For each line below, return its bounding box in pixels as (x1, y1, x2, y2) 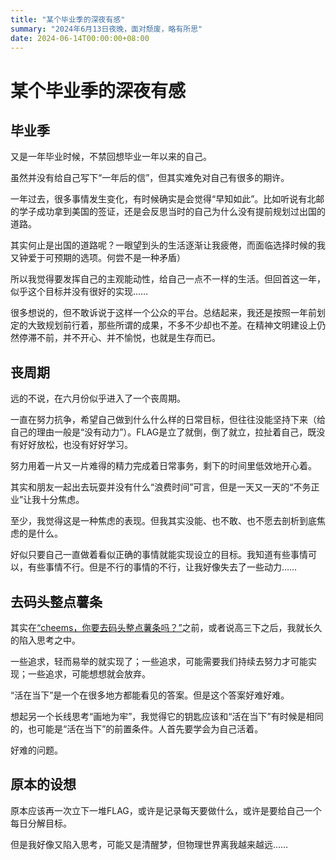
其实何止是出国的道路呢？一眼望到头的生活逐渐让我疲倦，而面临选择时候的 (10, 239, 317, 251)
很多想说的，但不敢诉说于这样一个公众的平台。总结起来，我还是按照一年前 (10, 307, 317, 319)
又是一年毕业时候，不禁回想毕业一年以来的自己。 (10, 151, 212, 163)
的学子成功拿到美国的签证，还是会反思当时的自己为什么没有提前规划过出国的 (10, 206, 326, 218)
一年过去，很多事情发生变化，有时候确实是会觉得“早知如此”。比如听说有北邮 (10, 193, 325, 205)
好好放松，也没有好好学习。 (18, 439, 133, 451)
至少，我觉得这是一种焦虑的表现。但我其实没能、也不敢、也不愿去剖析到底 (10, 515, 317, 527)
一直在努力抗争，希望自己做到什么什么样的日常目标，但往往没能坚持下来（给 (10, 414, 326, 426)
